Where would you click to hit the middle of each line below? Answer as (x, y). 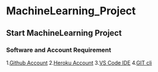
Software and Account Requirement (59, 50)
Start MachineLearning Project (64, 33)
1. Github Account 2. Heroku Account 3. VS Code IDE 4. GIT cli (79, 62)
